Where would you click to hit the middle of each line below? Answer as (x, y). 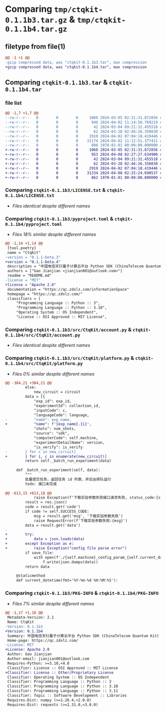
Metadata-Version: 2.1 (31, 618)
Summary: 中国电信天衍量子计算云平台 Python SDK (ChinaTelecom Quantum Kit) (83, 636)
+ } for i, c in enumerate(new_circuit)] (56, 456)
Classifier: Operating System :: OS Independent (58, 677)
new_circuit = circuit (57, 392)
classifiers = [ (24, 298)
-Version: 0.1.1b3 (24, 627)
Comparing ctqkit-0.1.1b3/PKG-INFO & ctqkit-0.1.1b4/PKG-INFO (82, 593)
